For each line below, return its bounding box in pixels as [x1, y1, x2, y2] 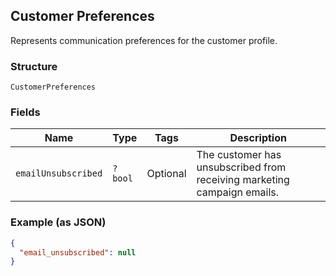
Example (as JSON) [10, 215, 107, 229]
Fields [10, 105, 41, 119]
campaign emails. [196, 185, 280, 199]
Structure [10, 59, 58, 73]
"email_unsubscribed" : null [19, 247, 137, 258]
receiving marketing [196, 173, 290, 187]
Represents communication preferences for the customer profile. [10, 34, 278, 46]
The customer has [196, 148, 282, 162]
